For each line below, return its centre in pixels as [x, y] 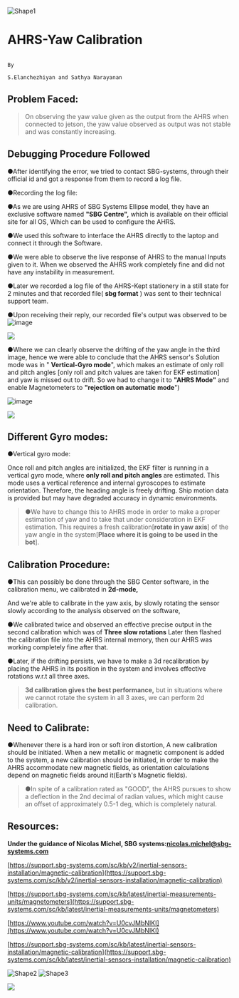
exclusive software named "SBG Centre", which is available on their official [118, 214]
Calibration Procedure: [59, 564]
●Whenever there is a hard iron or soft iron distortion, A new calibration [112, 745]
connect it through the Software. [55, 243]
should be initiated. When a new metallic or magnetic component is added [116, 752]
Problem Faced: [43, 99]
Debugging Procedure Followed [79, 154]
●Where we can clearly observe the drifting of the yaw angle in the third [114, 349]
